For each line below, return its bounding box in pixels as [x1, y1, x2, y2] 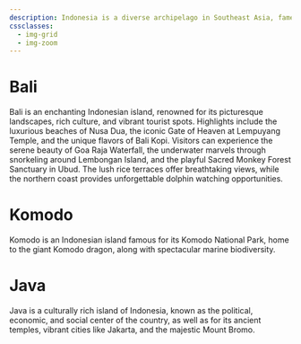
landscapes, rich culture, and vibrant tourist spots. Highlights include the [9, 116, 278, 127]
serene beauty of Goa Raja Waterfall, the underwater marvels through [9, 145, 266, 155]
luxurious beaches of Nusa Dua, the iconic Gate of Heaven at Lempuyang [9, 126, 280, 137]
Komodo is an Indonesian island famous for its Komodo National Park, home [9, 234, 289, 245]
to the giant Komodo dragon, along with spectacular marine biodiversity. [9, 244, 276, 255]
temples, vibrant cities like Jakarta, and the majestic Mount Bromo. [9, 324, 255, 335]
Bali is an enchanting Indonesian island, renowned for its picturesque [9, 107, 264, 118]
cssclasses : [9, 22, 54, 31]
